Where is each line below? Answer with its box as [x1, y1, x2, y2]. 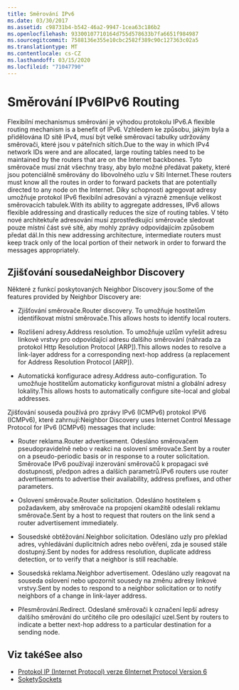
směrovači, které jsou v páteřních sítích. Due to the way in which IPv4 [7, 140, 210, 149]
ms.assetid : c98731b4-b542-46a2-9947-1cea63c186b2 [7, 23, 161, 31]
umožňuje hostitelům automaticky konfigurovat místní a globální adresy [17, 379, 227, 388]
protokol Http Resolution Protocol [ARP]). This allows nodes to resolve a [17, 343, 226, 352]
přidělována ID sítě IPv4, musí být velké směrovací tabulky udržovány [7, 132, 211, 141]
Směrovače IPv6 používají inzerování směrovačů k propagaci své [17, 460, 208, 468]
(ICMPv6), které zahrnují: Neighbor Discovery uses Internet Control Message [7, 416, 231, 424]
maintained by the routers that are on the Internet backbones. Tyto [7, 155, 203, 163]
